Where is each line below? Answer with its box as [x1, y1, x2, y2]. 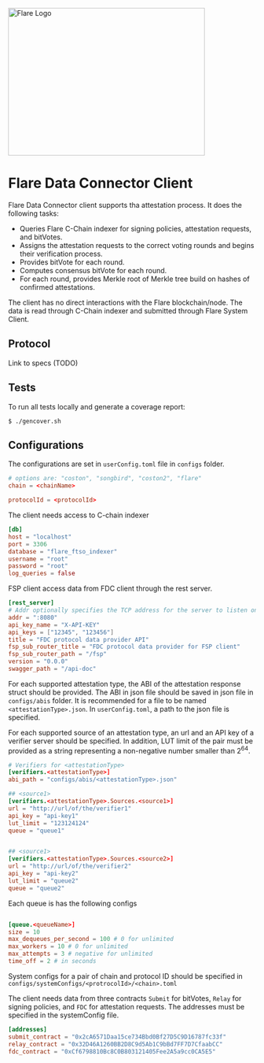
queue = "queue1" [8, 827, 65, 835]
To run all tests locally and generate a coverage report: [8, 402, 186, 411]
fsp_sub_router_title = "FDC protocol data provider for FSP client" [8, 643, 241, 651]
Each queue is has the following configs [8, 898, 137, 908]
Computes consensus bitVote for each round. [19, 265, 167, 275]
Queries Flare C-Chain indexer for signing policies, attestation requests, [19, 224, 252, 233]
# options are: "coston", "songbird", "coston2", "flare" [8, 475, 202, 483]
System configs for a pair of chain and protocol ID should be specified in [8, 971, 244, 980]
